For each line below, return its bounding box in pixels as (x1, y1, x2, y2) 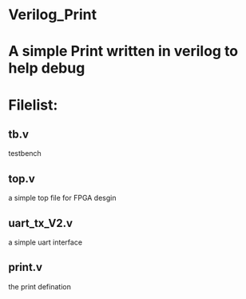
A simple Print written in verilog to (8, 42, 239, 61)
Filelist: (8, 96, 58, 114)
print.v (8, 261, 42, 274)
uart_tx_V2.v (8, 216, 73, 229)
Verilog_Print (8, 6, 97, 24)
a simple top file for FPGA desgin (8, 193, 117, 203)
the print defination (8, 281, 72, 291)
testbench (8, 149, 42, 158)
